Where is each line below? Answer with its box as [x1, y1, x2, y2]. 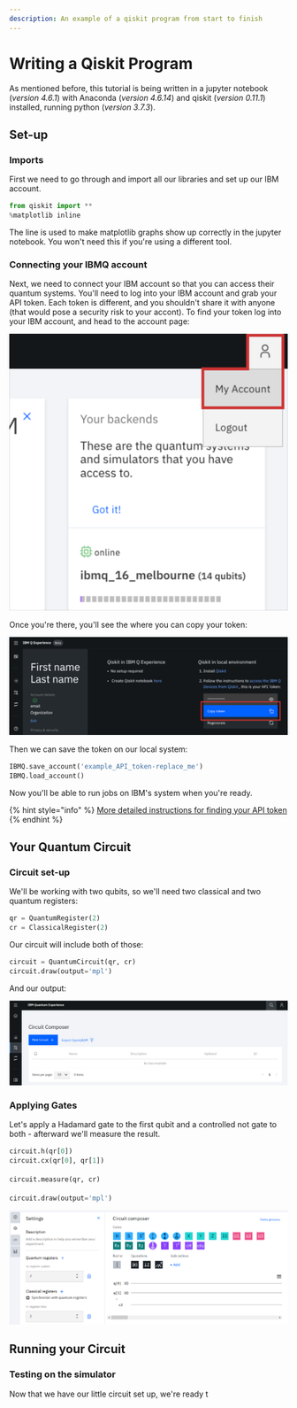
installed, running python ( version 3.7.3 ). [9, 102, 156, 112]
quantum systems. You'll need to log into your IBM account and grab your [9, 288, 278, 298]
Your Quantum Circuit [9, 839, 132, 855]
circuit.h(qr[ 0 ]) [9, 1147, 73, 1156]
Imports [9, 153, 44, 166]
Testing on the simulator [9, 1368, 117, 1381]
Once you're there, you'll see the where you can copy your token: [9, 620, 247, 631]
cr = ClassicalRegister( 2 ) [9, 924, 109, 932]
